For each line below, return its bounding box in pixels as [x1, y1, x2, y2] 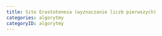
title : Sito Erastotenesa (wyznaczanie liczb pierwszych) [6, 9, 157, 15]
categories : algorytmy [6, 15, 64, 21]
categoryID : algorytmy [6, 20, 64, 26]
